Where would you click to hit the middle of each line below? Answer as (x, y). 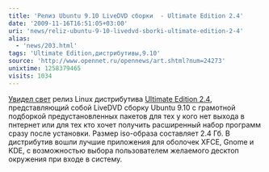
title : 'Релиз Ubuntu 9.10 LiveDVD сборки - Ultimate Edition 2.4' (126, 16)
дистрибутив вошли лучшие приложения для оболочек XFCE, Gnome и (131, 141)
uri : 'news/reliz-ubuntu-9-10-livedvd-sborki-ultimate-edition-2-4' (126, 31)
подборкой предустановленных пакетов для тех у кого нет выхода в (126, 116)
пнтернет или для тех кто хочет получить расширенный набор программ (134, 124)
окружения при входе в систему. (65, 159)
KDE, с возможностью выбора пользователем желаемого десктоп (124, 150)
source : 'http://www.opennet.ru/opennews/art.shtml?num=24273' (117, 61)
